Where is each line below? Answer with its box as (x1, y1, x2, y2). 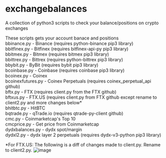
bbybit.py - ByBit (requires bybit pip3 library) (5, 62, 99, 68)
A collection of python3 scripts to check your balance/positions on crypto (5, 20, 159, 26)
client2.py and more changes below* (5, 99, 82, 105)
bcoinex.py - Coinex (5, 72, 48, 78)
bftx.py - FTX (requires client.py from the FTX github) (5, 89, 117, 95)
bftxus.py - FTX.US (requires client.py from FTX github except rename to (5, 94, 157, 100)
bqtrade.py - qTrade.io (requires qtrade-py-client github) (5, 110, 123, 116)
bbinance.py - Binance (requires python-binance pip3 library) (5, 40, 134, 46)
